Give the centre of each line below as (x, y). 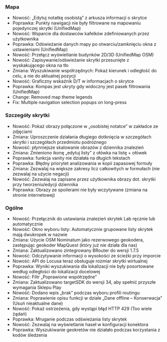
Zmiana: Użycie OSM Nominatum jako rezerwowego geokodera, (78, 239)
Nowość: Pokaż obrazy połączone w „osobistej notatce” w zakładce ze (85, 126)
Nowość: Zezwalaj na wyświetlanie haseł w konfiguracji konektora (80, 324)
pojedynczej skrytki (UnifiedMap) (47, 28)
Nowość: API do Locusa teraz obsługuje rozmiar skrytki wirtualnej (80, 261)
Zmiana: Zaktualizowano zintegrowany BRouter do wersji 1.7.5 (76, 250)
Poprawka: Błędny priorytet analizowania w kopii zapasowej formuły (82, 163)
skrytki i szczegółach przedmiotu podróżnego (60, 142)
